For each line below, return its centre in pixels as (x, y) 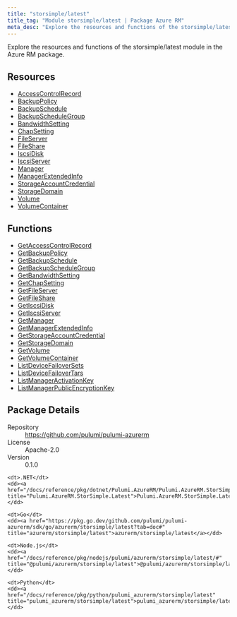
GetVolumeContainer (48, 358)
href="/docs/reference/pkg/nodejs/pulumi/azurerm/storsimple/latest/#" (115, 558)
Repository (23, 427)
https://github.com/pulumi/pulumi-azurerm (87, 434)
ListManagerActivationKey (55, 381)
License (19, 442)
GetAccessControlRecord (54, 245)
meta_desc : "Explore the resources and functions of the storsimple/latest (121, 27)
